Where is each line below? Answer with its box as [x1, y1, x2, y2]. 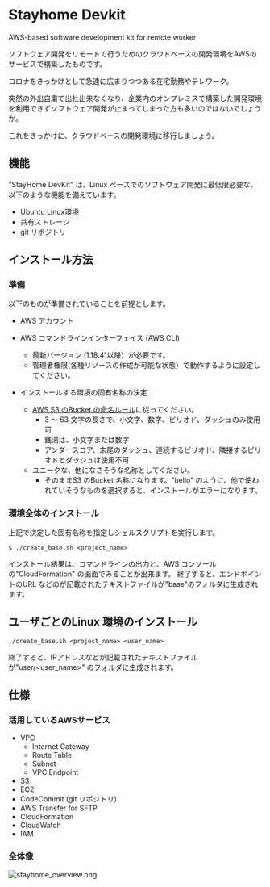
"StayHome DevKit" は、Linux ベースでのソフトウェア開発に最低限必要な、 [8, 179, 258, 189]
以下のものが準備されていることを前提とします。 [8, 299, 171, 308]
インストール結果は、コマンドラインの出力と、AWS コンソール [8, 559, 217, 568]
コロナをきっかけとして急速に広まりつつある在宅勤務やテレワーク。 [8, 76, 234, 86]
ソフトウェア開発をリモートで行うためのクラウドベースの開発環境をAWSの [8, 48, 257, 58]
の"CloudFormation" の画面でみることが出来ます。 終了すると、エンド [8, 569, 241, 579]
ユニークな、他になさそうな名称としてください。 [31, 466, 195, 475]
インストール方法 [8, 253, 93, 267]
